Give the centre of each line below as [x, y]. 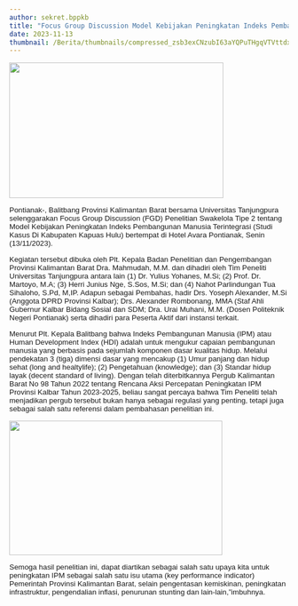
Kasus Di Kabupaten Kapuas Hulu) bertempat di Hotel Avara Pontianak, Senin [137, 235]
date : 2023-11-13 [41, 34]
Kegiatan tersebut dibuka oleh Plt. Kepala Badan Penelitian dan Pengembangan [141, 260]
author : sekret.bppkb [49, 17]
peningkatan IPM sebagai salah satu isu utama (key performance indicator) [132, 575]
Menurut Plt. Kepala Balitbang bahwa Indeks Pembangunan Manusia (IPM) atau [141, 334]
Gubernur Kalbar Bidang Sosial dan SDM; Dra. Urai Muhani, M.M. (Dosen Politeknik [147, 310]
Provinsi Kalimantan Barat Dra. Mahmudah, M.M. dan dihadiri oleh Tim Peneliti [138, 268]
